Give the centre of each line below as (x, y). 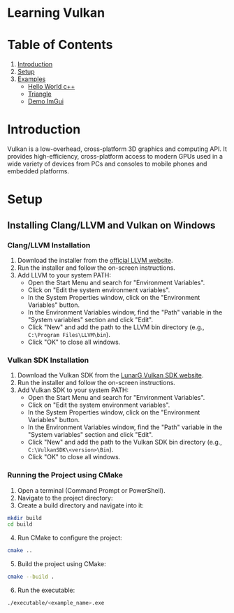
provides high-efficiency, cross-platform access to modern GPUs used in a (115, 157)
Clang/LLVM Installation (49, 245)
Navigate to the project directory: (65, 498)
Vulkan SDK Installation (48, 360)
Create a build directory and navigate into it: (81, 505)
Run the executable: (46, 590)
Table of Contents (60, 45)
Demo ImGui (46, 101)
